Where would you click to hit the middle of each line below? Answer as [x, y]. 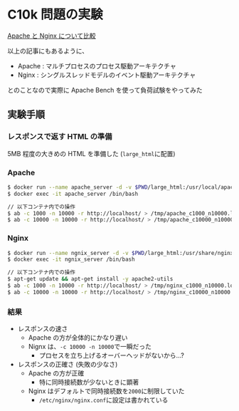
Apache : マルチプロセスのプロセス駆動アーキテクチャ [97, 66]
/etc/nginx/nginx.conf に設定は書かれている [103, 400]
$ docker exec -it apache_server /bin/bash [73, 194]
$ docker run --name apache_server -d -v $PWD [78, 187]
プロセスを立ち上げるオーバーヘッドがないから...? [112, 355]
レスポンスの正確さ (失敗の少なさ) [68, 365]
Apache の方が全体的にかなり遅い [78, 338]
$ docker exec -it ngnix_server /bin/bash [71, 260]
